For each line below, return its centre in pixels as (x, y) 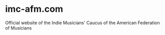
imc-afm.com (34, 9)
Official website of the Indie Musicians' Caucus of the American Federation (82, 23)
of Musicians (19, 28)
